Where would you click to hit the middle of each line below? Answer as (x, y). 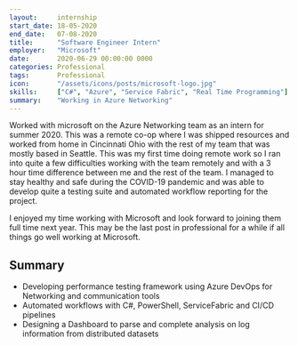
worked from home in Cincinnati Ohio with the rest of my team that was (140, 144)
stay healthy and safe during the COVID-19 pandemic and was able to (137, 182)
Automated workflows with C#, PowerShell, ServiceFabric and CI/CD (148, 306)
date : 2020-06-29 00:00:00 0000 (81, 59)
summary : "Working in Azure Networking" (91, 100)
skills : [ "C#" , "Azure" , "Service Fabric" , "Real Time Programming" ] (149, 92)
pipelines (39, 315)
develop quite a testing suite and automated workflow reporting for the (139, 191)
